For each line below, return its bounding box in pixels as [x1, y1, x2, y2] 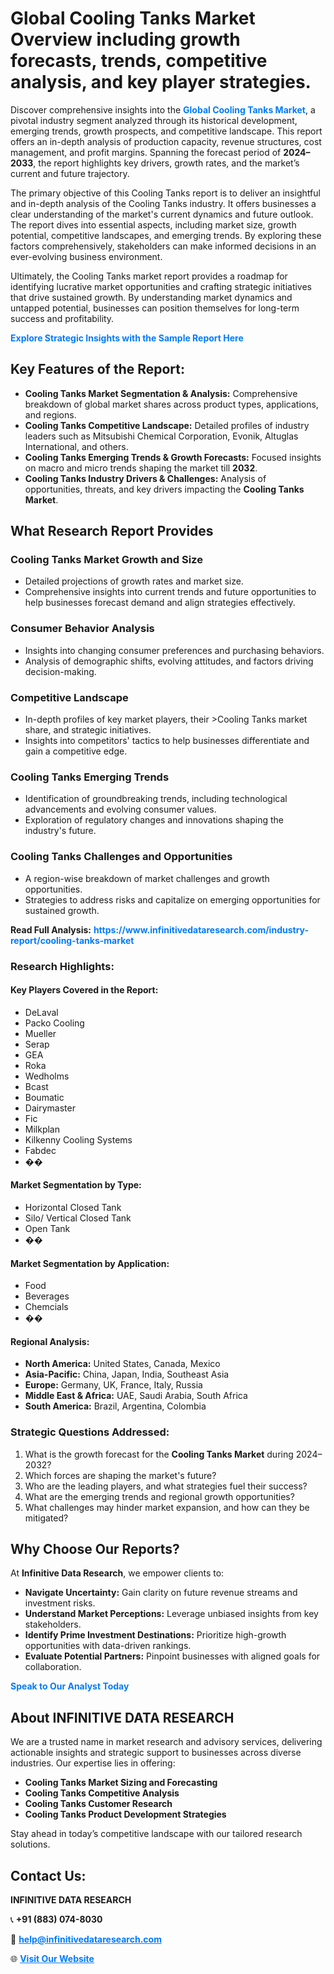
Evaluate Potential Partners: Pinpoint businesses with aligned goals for [24, 1650, 321, 1662]
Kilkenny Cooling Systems [24, 1133, 133, 1146]
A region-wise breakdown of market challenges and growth [24, 872, 270, 884]
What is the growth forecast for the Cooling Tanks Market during [24, 1448, 294, 1460]
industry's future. [24, 825, 97, 837]
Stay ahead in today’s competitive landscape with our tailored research [10, 1828, 303, 1840]
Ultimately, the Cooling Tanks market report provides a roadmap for [10, 270, 288, 282]
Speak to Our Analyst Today [10, 1680, 130, 1692]
